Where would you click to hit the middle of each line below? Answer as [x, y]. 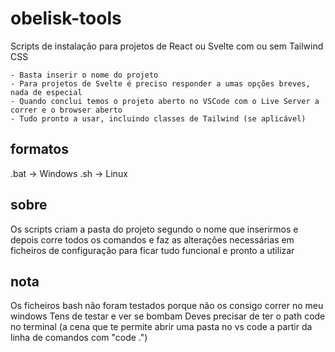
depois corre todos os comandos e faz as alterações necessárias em [152, 239]
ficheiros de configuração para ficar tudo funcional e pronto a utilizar [152, 250]
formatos [39, 149]
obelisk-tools [66, 18]
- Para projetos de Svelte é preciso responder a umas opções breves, [160, 83]
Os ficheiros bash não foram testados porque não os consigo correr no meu [167, 306]
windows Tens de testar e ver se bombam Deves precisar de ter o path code [168, 316]
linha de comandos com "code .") [79, 338]
